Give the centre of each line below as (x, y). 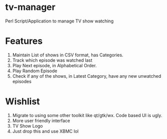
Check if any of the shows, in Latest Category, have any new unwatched (86, 76)
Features (24, 41)
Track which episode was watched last (52, 60)
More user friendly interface (41, 121)
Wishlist (22, 102)
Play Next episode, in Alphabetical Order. (55, 65)
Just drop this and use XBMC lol (45, 131)
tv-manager (30, 7)
